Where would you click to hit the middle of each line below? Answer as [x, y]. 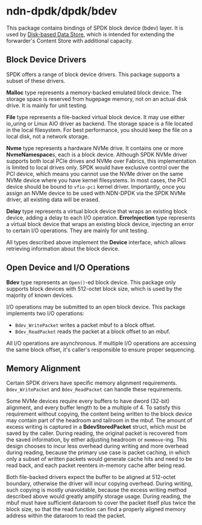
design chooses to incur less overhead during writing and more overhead [97, 446]
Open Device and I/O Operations [68, 268]
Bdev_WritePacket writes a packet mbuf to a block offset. [85, 325]
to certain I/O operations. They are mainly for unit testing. [77, 230]
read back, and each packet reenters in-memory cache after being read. [96, 465]
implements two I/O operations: [45, 313]
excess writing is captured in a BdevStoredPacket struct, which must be [96, 427]
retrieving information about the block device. [63, 249]
